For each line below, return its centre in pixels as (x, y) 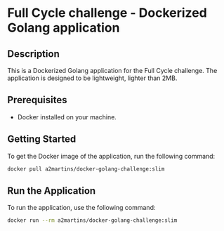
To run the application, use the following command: (81, 208)
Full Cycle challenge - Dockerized (107, 13)
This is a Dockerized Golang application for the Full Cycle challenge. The (112, 71)
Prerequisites (37, 100)
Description (33, 54)
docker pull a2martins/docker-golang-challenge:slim (86, 169)
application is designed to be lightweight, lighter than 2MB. (92, 78)
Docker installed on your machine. (67, 117)
